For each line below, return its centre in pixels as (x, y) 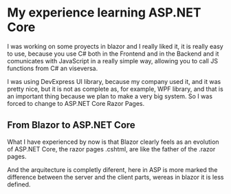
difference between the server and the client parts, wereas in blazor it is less (115, 177)
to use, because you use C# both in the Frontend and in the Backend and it (113, 54)
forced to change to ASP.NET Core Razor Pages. (76, 103)
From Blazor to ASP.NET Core (71, 125)
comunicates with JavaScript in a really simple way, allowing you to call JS (113, 61)
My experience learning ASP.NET (104, 13)
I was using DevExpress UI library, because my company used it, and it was (114, 81)
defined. (19, 184)
